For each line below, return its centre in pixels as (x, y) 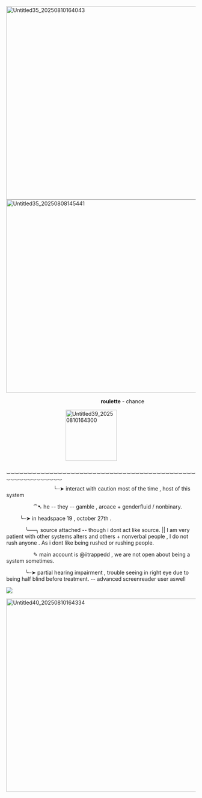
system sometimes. (30, 561)
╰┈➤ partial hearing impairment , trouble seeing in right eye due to (107, 572)
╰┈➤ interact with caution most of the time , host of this (122, 489)
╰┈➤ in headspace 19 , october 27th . (66, 518)
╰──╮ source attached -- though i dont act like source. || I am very (107, 530)
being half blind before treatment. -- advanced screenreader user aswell (96, 579)
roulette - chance (123, 401)
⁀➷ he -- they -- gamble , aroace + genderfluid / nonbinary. (107, 507)
